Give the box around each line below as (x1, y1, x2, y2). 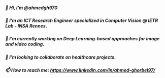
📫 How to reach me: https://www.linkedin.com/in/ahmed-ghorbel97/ (5, 67, 156, 73)
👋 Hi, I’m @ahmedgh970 (5, 5, 58, 11)
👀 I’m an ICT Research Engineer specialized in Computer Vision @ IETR (5, 17, 158, 23)
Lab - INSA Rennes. (5, 22, 47, 29)
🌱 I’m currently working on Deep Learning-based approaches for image (5, 36, 160, 42)
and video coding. (5, 41, 45, 47)
